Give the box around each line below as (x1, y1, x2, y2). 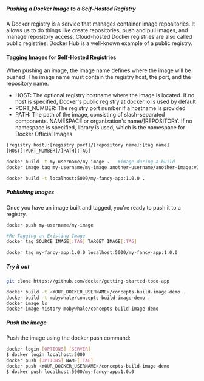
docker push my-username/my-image (6, 222, 94, 228)
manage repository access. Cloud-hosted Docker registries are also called (6, 33, 192, 40)
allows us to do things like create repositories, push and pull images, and (6, 26, 188, 33)
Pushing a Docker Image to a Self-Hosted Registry (6, 5, 136, 12)
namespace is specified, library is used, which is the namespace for (15, 124, 185, 131)
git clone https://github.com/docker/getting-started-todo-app (6, 278, 170, 284)
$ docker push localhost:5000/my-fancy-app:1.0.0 (6, 368, 135, 375)
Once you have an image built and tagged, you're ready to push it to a (6, 204, 181, 211)
